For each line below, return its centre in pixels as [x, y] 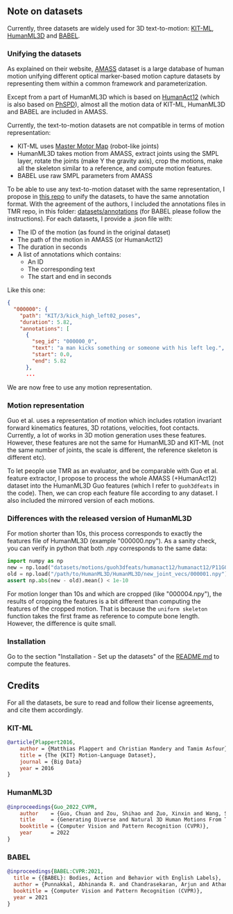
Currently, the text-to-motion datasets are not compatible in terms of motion [116, 125]
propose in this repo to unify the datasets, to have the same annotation [108, 197]
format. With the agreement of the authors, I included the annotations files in [116, 204]
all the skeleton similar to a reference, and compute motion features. [115, 168]
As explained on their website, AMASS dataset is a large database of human [116, 69]
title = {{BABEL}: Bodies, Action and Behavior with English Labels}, [118, 878]
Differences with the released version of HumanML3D [100, 518]
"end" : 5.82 [50, 361]
